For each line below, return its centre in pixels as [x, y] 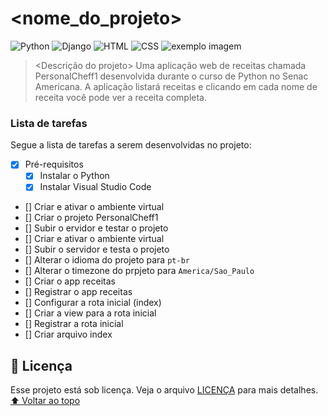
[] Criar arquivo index [68, 334]
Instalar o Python [74, 176]
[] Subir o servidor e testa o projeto [97, 249]
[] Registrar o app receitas [78, 292]
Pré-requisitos [54, 164]
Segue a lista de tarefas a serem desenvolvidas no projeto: [131, 145]
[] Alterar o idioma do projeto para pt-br [107, 260]
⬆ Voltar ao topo [45, 401]
